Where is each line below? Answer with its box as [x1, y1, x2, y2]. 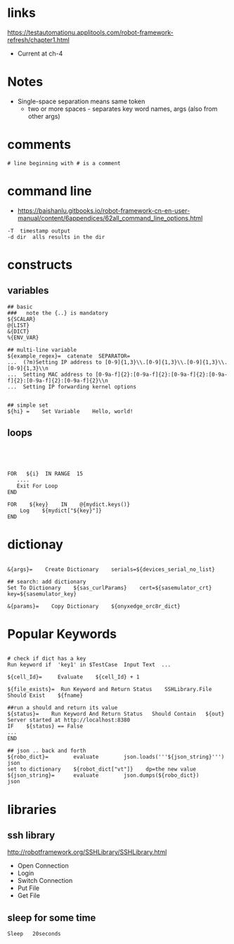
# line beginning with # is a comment [7, 159, 121, 166]
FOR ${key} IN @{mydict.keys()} [7, 501, 131, 508]
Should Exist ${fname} [7, 692, 83, 700]
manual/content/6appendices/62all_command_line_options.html [17, 214, 203, 222]
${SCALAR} [7, 315, 37, 322]
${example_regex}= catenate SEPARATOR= [7, 353, 131, 360]
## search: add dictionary [7, 578, 86, 585]
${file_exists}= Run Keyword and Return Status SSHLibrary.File [7, 686, 212, 693]
